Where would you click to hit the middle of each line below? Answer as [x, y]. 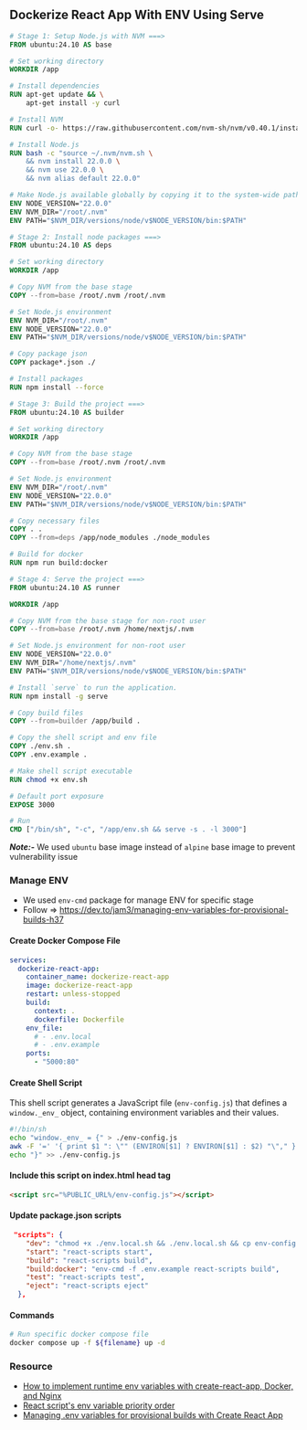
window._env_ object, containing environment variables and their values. [144, 1113]
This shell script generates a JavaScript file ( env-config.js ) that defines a [148, 1103]
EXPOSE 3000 [32, 805]
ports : [38, 1054]
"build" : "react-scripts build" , [90, 1260]
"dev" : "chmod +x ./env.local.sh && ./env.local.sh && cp [138, 1243]
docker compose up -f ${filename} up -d [88, 1343]
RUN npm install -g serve [58, 696]
